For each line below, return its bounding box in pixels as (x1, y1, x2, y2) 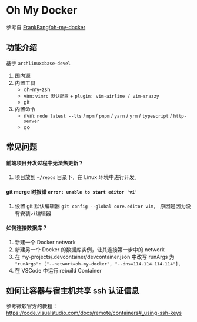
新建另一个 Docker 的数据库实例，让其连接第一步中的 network (14, 245, 165, 253)
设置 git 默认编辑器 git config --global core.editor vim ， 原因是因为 (14, 203, 186, 210)
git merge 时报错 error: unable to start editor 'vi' (6, 188, 138, 195)
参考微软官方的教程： (6, 303, 58, 310)
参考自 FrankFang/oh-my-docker (6, 24, 86, 31)
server (23, 118, 40, 124)
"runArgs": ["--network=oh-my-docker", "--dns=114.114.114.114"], (14, 261, 181, 267)
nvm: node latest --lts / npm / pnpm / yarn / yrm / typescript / (23, 112, 172, 119)
